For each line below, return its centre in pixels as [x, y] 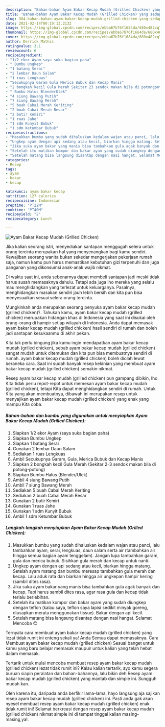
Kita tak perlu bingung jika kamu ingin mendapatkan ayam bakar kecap [77, 343]
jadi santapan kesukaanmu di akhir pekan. [48, 333]
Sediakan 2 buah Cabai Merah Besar [49, 495]
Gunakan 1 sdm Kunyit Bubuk [42, 511]
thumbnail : [17, 32]
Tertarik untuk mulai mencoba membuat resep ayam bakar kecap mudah [79, 663]
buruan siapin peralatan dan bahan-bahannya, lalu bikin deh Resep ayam [79, 673]
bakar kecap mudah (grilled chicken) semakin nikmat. [59, 369]
